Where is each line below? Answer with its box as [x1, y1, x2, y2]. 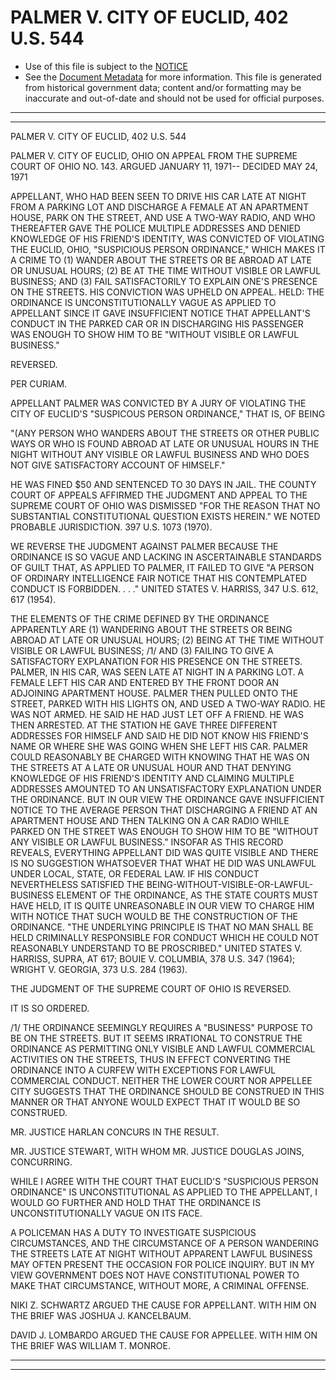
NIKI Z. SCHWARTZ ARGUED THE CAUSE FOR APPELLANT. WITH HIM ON [10, 1299, 317, 1311]
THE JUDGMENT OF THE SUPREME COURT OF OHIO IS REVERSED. [10, 982, 292, 995]
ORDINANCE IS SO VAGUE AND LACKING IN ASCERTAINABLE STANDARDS [10, 551, 322, 563]
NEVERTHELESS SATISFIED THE [10, 878, 145, 890]
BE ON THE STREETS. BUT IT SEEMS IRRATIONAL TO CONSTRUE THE [10, 1032, 303, 1044]
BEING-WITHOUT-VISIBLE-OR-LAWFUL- [146, 878, 314, 890]
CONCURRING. [10, 1156, 73, 1168]
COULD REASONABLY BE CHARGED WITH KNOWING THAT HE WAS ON [10, 751, 310, 763]
